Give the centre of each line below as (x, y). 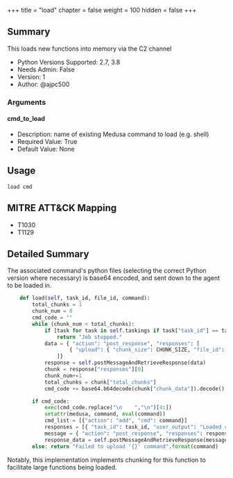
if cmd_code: (51, 401)
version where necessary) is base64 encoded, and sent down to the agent (114, 278)
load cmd (20, 187)
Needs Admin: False (46, 69)
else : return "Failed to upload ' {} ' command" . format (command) (125, 446)
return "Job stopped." (89, 337)
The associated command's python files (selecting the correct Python (107, 271)
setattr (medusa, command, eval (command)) (105, 414)
